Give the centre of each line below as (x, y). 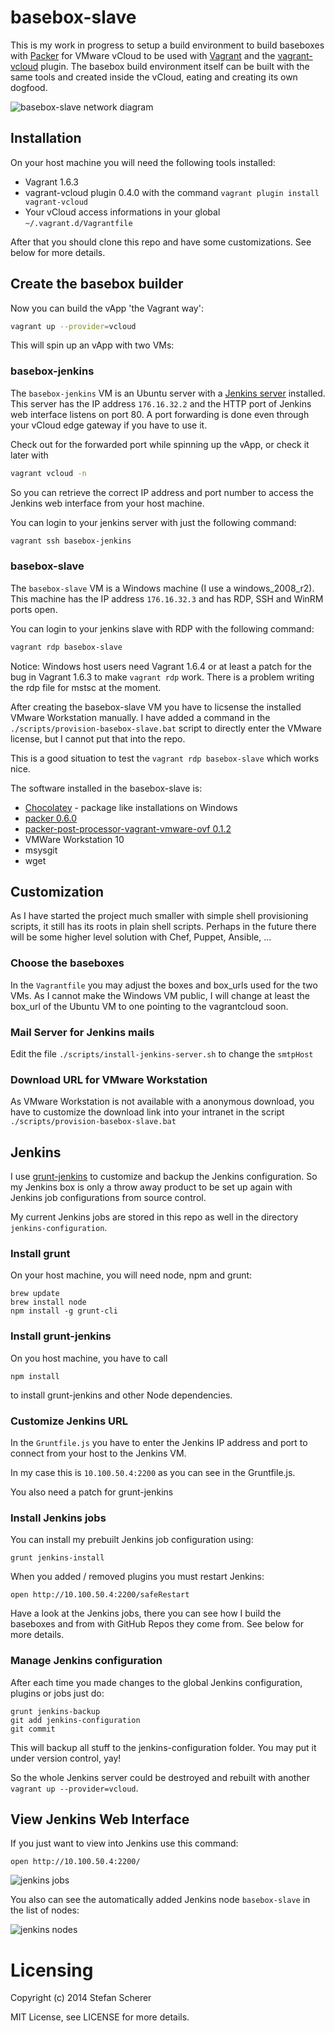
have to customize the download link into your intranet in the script (147, 1112)
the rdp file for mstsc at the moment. (86, 687)
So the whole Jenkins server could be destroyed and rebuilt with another (160, 1777)
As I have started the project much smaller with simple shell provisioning (159, 916)
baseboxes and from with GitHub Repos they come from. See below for (157, 1624)
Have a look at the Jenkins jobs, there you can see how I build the (146, 1613)
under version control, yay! (66, 1758)
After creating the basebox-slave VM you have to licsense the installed (156, 707)
